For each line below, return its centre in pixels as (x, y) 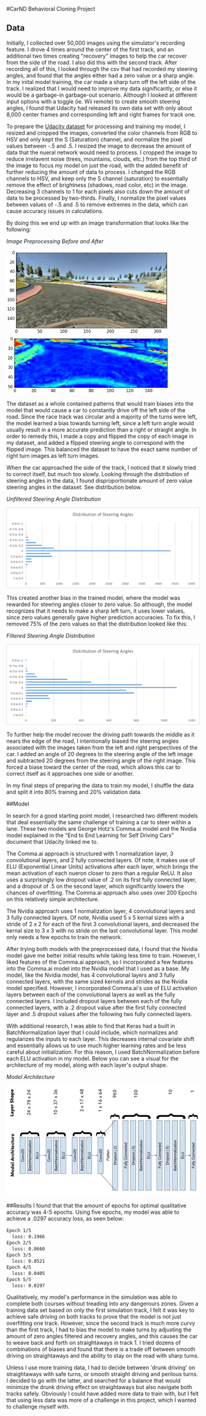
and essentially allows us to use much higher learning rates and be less (97, 1046)
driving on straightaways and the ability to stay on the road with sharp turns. (103, 1356)
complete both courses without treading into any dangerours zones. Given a (102, 1304)
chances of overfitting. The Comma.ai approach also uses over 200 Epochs (102, 893)
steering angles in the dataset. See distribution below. (74, 487)
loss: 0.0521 (29, 1262)
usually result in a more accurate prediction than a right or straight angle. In (101, 430)
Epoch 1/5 (19, 1231)
